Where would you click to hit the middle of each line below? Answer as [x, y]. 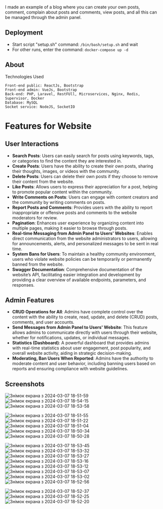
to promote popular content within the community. [62, 192]
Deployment [24, 33]
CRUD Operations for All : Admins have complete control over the [78, 312]
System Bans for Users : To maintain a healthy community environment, [84, 254]
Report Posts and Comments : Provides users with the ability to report [82, 207]
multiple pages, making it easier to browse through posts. [70, 228]
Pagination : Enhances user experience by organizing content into [78, 223]
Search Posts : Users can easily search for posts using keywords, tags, [83, 156]
